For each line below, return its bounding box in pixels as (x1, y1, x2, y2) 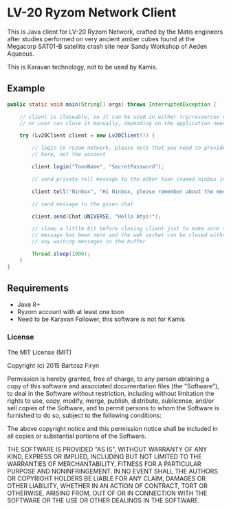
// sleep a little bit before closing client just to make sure (32, 225, 220, 232)
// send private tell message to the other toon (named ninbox (32, 175, 217, 183)
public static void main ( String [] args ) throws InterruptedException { (7, 101, 217, 108)
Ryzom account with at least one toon (16, 308, 124, 316)
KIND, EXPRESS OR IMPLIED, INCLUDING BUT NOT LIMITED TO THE (7, 452, 202, 461)
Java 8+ (16, 300, 41, 309)
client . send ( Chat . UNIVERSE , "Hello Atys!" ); (32, 213, 162, 220)
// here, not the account (32, 151, 107, 158)
